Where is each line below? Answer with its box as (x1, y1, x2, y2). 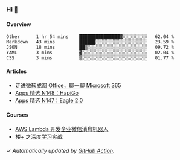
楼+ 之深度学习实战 (14, 133, 63, 140)
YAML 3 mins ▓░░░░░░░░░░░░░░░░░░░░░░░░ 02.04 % (6, 50, 174, 56)
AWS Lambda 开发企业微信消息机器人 (14, 125, 109, 132)
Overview (6, 21, 31, 28)
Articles (6, 68, 27, 75)
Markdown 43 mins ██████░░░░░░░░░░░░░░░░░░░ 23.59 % (6, 39, 174, 45)
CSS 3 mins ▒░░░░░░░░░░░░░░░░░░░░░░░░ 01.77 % (6, 55, 174, 61)
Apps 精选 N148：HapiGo (14, 89, 79, 97)
